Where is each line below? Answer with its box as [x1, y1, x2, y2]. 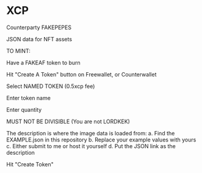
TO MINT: [6, 47, 31, 55]
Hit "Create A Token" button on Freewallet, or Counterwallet [6, 70, 157, 78]
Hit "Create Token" [6, 160, 54, 168]
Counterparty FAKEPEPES [6, 24, 72, 31]
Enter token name [6, 94, 51, 101]
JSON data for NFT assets [6, 35, 72, 42]
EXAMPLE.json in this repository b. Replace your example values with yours [6, 136, 197, 143]
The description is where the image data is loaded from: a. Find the [6, 129, 175, 137]
